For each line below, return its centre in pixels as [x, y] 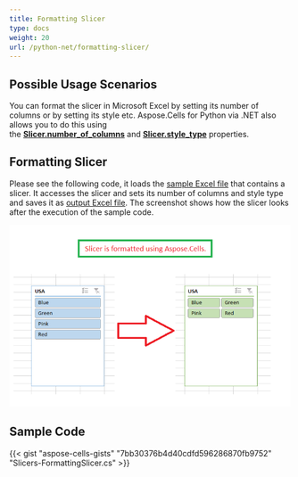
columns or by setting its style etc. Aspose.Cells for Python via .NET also [143, 115]
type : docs [29, 28]
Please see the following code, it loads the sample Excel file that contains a [147, 184]
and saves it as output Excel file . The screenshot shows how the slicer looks [149, 202]
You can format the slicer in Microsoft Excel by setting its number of [134, 106]
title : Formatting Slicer [57, 19]
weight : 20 [29, 37]
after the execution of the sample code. [82, 212]
